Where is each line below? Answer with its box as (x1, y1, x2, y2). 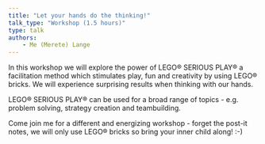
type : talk (8, 26, 44, 34)
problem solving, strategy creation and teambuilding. (8, 104, 181, 113)
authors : (8, 33, 37, 42)
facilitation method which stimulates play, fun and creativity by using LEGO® (8, 71, 258, 81)
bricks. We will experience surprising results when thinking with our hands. (8, 80, 254, 89)
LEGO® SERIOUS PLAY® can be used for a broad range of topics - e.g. (8, 95, 239, 104)
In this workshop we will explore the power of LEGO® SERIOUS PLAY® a (8, 63, 244, 72)
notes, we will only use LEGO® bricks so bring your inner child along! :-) (8, 127, 244, 137)
